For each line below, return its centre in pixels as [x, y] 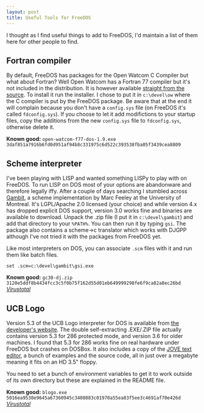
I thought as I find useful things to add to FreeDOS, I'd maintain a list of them [102, 35]
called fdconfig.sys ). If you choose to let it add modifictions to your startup [101, 114]
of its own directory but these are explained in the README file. [86, 380]
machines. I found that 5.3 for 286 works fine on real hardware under [93, 342]
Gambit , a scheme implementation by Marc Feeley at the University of [94, 198]
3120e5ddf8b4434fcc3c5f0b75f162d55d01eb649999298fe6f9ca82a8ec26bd [94, 283]
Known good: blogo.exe [37, 392]
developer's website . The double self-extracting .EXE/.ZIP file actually [94, 329]
